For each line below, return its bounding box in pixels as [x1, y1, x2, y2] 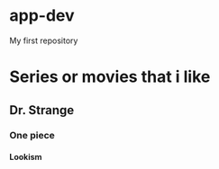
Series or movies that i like [9, 67, 211, 87]
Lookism [9, 152, 42, 163]
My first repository [9, 35, 78, 46]
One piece [9, 129, 56, 142]
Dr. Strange [9, 102, 75, 118]
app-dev [9, 5, 75, 26]
